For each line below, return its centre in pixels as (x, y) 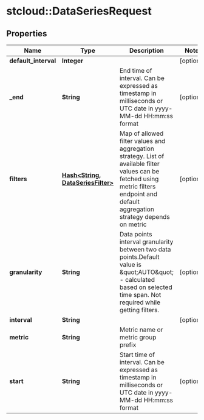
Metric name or (141, 330)
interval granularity (146, 242)
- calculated (137, 280)
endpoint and (138, 194)
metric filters (138, 186)
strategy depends (144, 217)
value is (130, 265)
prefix (128, 345)
